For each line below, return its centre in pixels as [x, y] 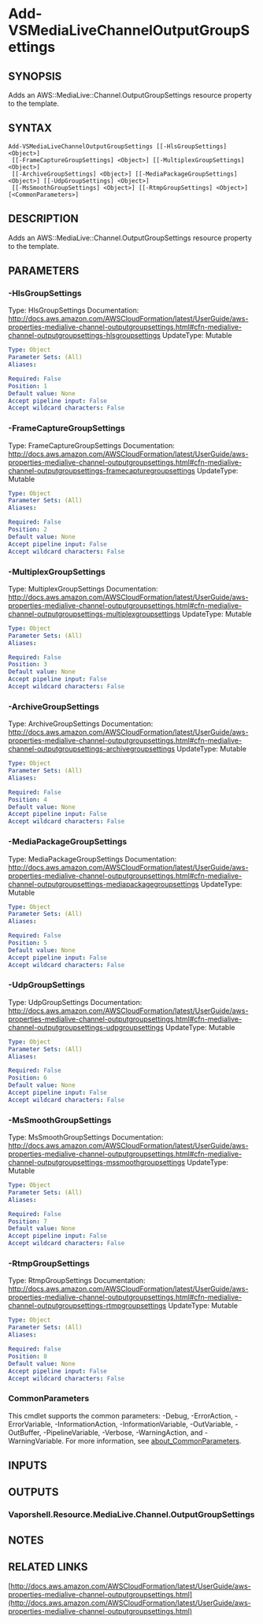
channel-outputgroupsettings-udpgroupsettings [86, 1027]
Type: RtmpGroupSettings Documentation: [77, 1281]
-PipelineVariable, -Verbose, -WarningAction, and [123, 1432]
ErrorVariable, [31, 1424]
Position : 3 [28, 665]
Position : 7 [28, 1222]
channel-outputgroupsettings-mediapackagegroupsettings [104, 884]
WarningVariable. [36, 1440]
